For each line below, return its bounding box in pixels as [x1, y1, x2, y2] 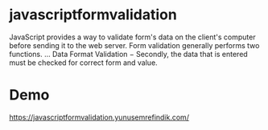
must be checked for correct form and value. [9, 58, 158, 67]
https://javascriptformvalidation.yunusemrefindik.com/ [9, 112, 190, 122]
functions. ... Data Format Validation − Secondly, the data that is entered [9, 49, 248, 59]
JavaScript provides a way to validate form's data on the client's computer [9, 32, 256, 42]
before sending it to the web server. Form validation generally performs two [9, 40, 260, 50]
